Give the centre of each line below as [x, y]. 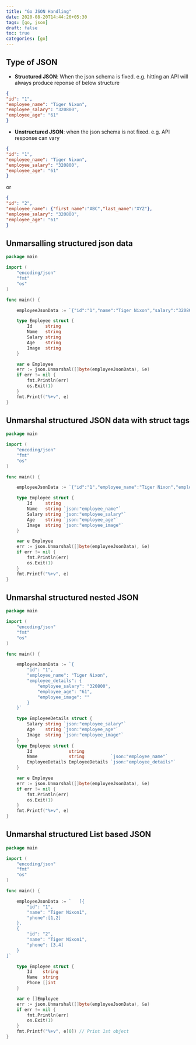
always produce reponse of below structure [67, 83]
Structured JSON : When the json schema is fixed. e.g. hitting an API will [101, 76]
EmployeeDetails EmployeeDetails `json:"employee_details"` [101, 762]
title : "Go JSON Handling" [39, 11]
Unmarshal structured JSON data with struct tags [98, 420]
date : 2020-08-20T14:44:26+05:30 [47, 17]
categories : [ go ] [27, 39]
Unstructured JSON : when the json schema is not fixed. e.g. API [92, 132]
